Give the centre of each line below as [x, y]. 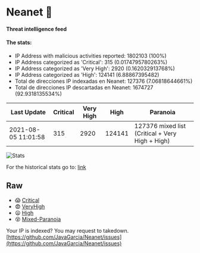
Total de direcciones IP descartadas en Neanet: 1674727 [84, 87]
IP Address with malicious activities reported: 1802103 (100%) [90, 55]
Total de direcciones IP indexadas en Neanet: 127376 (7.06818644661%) [104, 81]
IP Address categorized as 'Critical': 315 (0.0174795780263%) [91, 62]
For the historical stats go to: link [46, 167]
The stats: [19, 43]
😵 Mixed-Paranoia [38, 219]
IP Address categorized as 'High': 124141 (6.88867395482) [87, 74]
